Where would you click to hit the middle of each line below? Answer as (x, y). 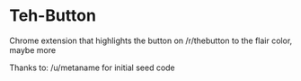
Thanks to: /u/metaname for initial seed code (92, 67)
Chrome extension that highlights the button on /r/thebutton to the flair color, (151, 40)
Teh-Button (53, 16)
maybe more (33, 49)
